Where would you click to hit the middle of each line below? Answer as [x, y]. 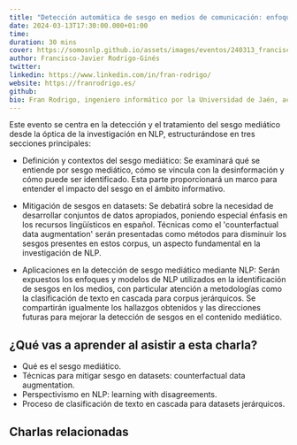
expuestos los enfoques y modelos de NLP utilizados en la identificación [154, 280]
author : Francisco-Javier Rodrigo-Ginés [85, 58]
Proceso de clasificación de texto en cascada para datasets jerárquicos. [153, 404]
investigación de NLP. [61, 253]
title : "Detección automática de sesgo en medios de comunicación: [136, 17]
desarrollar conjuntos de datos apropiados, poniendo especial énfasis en [155, 215]
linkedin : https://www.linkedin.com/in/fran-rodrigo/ [110, 75]
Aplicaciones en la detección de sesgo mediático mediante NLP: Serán [151, 270]
